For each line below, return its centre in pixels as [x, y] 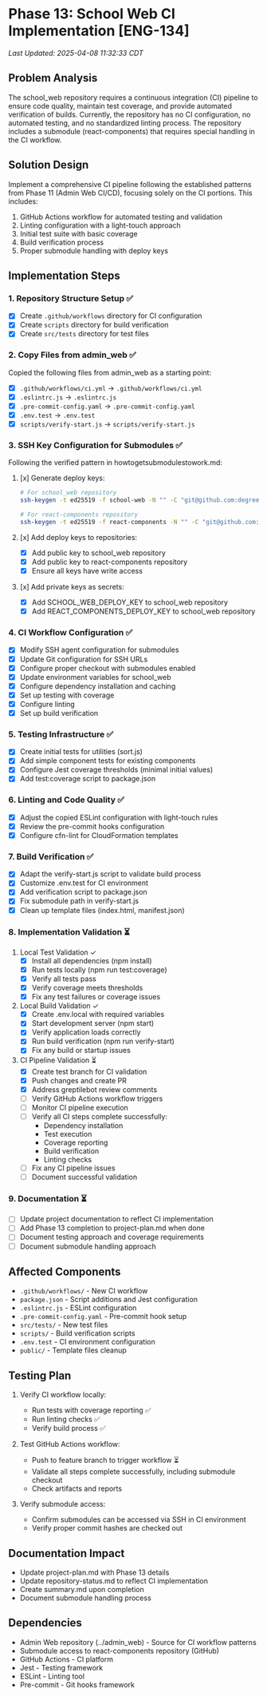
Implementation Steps [65, 275]
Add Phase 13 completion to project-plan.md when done [112, 1228]
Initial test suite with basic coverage [79, 233]
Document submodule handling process [85, 1598]
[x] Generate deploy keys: [62, 478]
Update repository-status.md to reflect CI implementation [114, 1581]
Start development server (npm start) [93, 1023]
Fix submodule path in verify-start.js [79, 901]
